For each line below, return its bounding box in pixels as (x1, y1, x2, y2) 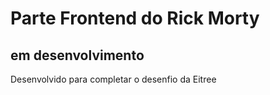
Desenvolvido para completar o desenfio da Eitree (10, 73, 217, 85)
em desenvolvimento (10, 47, 145, 64)
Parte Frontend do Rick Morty (10, 7, 260, 30)
